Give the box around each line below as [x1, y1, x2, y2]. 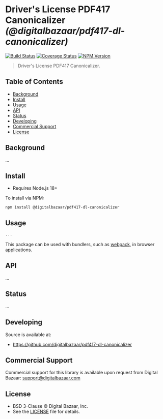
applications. [5, 247, 32, 253]
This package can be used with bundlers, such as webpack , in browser [5, 242, 155, 248]
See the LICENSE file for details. [12, 408, 80, 415]
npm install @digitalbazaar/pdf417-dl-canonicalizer [5, 205, 120, 210]
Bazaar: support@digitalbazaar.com [5, 375, 80, 381]
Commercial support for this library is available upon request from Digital [5, 370, 158, 376]
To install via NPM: [5, 195, 44, 201]
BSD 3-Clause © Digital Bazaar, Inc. [12, 403, 88, 409]
